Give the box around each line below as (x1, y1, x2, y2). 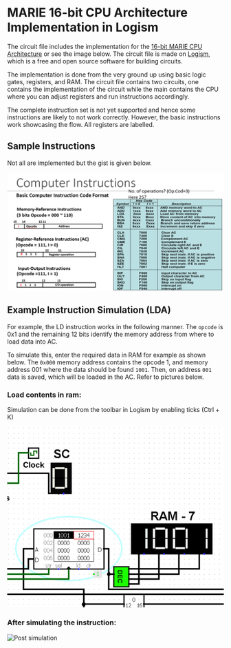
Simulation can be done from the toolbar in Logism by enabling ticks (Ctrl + (7, 406, 220, 413)
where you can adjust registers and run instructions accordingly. (7, 92, 190, 101)
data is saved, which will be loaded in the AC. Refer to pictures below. (7, 373, 204, 381)
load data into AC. (7, 337, 58, 346)
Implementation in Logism (7, 19, 159, 35)
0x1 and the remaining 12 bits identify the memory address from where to (7, 330, 214, 338)
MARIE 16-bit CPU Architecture (7, 5, 188, 21)
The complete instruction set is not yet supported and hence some (7, 106, 196, 114)
